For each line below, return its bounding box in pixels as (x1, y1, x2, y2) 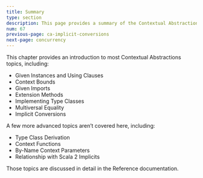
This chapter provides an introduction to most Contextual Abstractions (6, 54, 181, 61)
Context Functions (14, 140, 61, 147)
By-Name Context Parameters (14, 147, 90, 154)
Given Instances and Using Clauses (14, 72, 104, 79)
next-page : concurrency (6, 37, 66, 43)
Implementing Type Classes (14, 97, 85, 105)
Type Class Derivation (14, 134, 71, 141)
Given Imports (14, 85, 50, 91)
